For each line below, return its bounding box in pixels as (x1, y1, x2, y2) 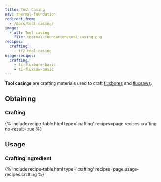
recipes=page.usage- (95, 166, 139, 172)
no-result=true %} (5, 126, 42, 132)
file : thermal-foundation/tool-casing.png (14, 35, 102, 40)
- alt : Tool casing (9, 30, 50, 35)
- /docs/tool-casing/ (9, 21, 54, 26)
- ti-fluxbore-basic (14, 62, 56, 67)
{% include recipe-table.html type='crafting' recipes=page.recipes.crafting (5, 120, 157, 126)
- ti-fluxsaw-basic (14, 67, 54, 72)
